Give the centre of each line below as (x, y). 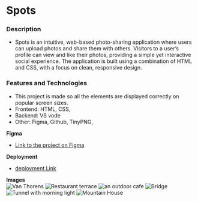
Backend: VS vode (38, 115)
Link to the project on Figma (49, 145)
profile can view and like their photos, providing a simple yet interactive (103, 55)
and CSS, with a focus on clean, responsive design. (78, 68)
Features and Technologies (47, 83)
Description (24, 29)
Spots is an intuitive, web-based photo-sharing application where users (103, 42)
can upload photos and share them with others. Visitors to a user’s (97, 49)
